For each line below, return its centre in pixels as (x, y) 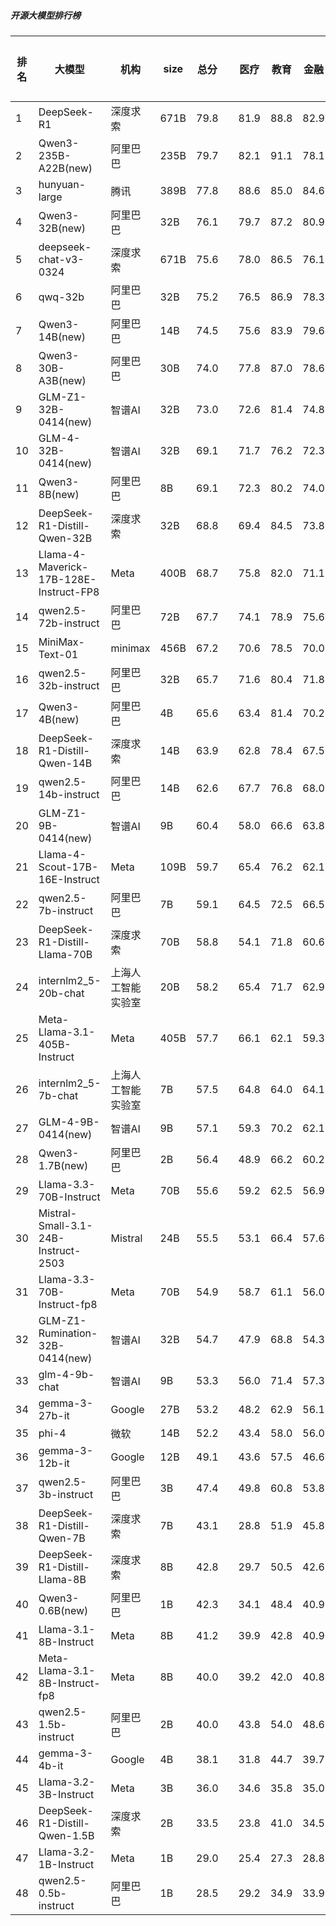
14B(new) (62, 337)
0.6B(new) (63, 1610)
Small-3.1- (65, 1225)
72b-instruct (69, 623)
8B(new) (59, 494)
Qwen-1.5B (66, 1835)
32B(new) (62, 228)
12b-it (54, 1463)
